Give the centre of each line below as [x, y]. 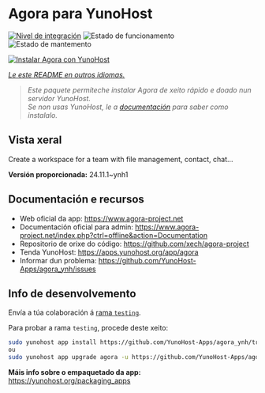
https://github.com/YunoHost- [147, 260]
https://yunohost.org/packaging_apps [69, 381]
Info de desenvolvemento [72, 293]
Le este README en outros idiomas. [67, 74]
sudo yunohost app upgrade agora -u [68, 357]
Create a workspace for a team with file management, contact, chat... [121, 159]
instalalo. [42, 115]
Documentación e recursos [76, 200]
